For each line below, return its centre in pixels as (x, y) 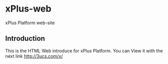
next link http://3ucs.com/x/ (34, 56)
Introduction (25, 39)
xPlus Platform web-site (30, 23)
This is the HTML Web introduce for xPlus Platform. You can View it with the (84, 50)
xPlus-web (28, 9)
